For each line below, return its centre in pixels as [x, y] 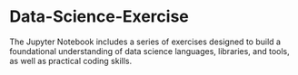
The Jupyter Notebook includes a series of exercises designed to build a [145, 42]
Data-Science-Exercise [99, 17]
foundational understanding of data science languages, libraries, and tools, [150, 51]
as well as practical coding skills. [71, 61]
